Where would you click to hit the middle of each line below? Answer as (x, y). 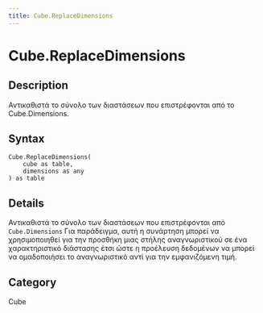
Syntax (27, 139)
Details (26, 203)
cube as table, (48, 165)
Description (38, 86)
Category (33, 282)
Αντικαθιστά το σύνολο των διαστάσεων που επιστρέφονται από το (121, 105)
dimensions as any (53, 171)
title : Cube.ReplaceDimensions (61, 16)
